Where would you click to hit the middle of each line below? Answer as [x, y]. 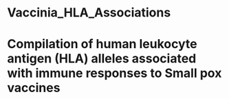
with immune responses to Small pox [115, 73]
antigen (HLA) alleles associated [102, 59]
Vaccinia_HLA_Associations [89, 13]
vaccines [34, 88]
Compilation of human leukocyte [102, 44]
